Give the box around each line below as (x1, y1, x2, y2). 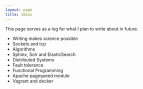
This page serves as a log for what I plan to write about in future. (5, 25, 138, 31)
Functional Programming (12, 67, 63, 73)
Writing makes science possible (12, 35, 78, 41)
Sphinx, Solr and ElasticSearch (12, 51, 76, 57)
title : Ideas (5, 12, 32, 17)
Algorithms (12, 46, 35, 52)
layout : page (5, 7, 32, 12)
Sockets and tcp (12, 40, 46, 46)
